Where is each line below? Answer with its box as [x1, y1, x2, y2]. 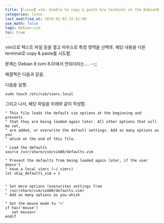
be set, [5, 124, 21, 128]
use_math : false [5, 21, 38, 26]
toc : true [5, 30, 26, 35]
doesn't [5, 162, 21, 167]
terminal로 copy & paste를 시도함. [5, 50, 72, 56]
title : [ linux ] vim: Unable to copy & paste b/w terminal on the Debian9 [5, 7, 160, 12]
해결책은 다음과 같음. [5, 71, 45, 77]
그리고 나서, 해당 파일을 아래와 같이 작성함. [5, 101, 86, 106]
